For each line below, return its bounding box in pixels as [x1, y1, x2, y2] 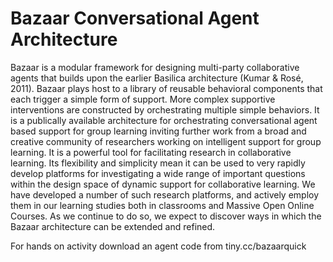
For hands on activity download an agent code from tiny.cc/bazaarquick [10, 240, 307, 252]
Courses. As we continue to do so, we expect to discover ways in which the [10, 210, 322, 222]
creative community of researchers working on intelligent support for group [10, 135, 322, 147]
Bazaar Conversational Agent [10, 7, 260, 30]
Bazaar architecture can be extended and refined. [10, 220, 216, 232]
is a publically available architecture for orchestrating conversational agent [10, 114, 318, 126]
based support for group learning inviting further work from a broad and [10, 125, 307, 137]
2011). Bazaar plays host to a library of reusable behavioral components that [10, 82, 323, 94]
